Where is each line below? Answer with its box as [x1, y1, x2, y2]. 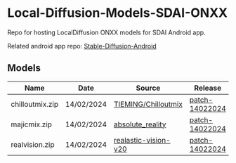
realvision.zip [11, 139, 55, 149]
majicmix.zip [11, 119, 53, 129]
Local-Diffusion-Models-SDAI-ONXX [7, 5, 228, 21]
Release [194, 83, 222, 93]
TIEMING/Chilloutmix [113, 99, 183, 109]
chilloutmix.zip [11, 99, 58, 109]
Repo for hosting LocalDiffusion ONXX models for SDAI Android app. [7, 28, 206, 37]
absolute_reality [113, 119, 166, 129]
